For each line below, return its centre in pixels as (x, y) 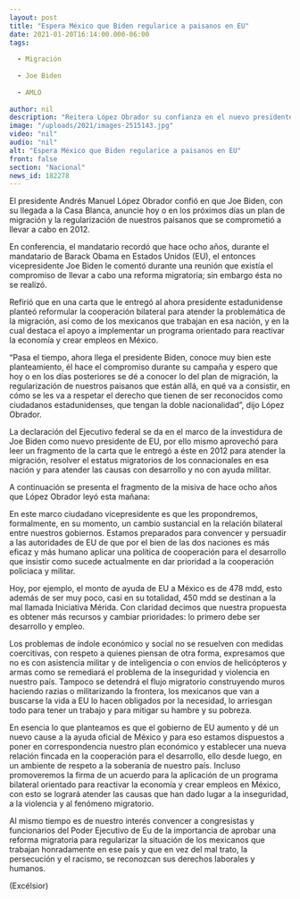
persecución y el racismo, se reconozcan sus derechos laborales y (132, 859)
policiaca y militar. (42, 571)
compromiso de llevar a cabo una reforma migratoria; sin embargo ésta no (146, 276)
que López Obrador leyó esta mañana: (79, 496)
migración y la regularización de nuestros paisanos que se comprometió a (146, 220)
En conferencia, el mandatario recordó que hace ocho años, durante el (139, 247)
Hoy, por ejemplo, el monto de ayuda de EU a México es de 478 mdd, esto (146, 589)
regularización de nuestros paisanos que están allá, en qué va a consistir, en (150, 386)
